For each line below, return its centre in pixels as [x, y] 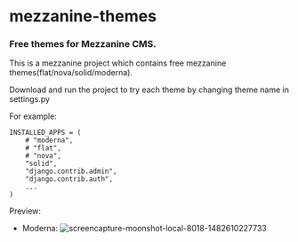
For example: [33, 116]
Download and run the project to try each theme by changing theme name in [149, 90]
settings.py [30, 99]
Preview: [25, 211]
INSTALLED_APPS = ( [45, 133]
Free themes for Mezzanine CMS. [83, 44]
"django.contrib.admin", [71, 172]
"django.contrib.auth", [69, 179]
